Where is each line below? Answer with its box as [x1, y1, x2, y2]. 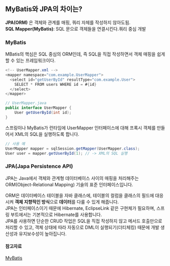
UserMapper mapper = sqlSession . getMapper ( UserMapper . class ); [5, 146, 140, 151]
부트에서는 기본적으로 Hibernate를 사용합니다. [10, 211, 102, 217]
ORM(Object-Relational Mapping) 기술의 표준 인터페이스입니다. [5, 181, 133, 187]
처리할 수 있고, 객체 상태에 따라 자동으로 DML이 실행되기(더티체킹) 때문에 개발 [5, 224, 159, 230]
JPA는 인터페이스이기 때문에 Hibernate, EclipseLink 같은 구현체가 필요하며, [5, 205, 156, 211]
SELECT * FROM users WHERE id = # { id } [14, 82, 97, 87]
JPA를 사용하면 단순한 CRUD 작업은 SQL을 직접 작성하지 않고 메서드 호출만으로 [5, 217, 162, 224]
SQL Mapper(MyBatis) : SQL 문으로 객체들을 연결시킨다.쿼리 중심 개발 [5, 26, 146, 32]
